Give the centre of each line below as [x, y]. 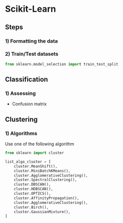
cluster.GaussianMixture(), [42, 212]
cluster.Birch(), [31, 207]
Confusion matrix [29, 104]
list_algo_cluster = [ [28, 162]
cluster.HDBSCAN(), [34, 189]
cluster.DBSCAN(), [32, 184]
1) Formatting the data [32, 41]
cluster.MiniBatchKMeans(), [42, 171]
